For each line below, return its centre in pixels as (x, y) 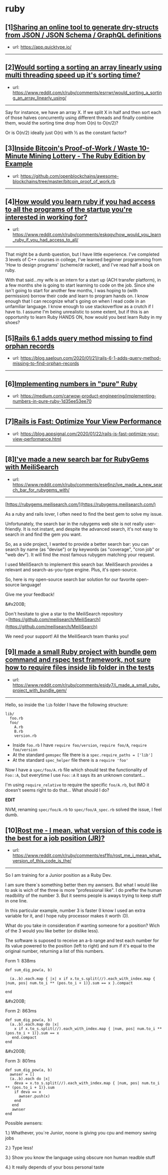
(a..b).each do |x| (30, 1079)
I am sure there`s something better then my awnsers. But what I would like (81, 885)
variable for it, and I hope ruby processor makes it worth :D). (67, 916)
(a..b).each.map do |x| (34, 1024)
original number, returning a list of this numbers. (55, 951)
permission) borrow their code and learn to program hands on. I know (77, 296)
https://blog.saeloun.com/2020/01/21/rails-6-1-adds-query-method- (91, 358)
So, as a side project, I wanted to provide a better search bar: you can (77, 544)
